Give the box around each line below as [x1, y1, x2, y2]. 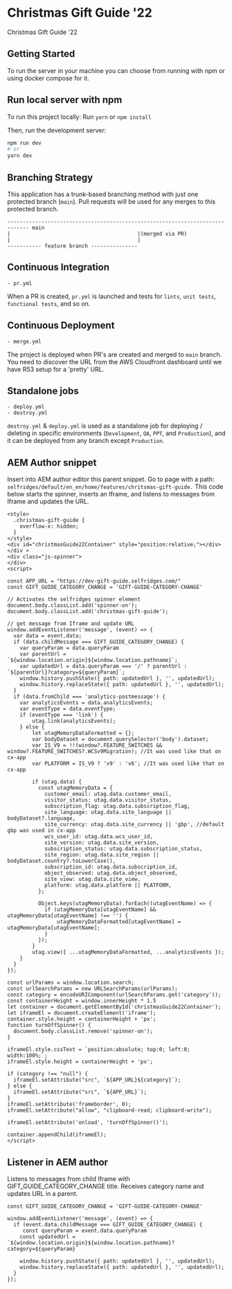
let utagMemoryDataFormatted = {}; [32, 730, 135, 737]
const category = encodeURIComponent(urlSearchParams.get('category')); [7, 991, 222, 998]
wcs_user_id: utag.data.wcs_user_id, [44, 833, 154, 841]
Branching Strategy [7, 172, 93, 184]
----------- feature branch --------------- [7, 243, 138, 250]
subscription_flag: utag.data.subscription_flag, [44, 803, 190, 810]
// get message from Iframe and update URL [7, 620, 135, 627]
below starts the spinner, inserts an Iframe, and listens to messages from [7, 490, 215, 498]
